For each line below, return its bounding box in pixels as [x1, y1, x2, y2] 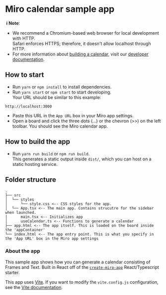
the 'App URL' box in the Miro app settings [5, 236, 99, 241]
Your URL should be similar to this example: [12, 94, 102, 100]
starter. [5, 269, 20, 275]
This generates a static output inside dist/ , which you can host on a [12, 156, 152, 162]
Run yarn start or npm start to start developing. [12, 89, 111, 95]
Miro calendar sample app [5, 3, 115, 15]
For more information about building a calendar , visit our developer [12, 51, 149, 57]
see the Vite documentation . [5, 284, 63, 290]
